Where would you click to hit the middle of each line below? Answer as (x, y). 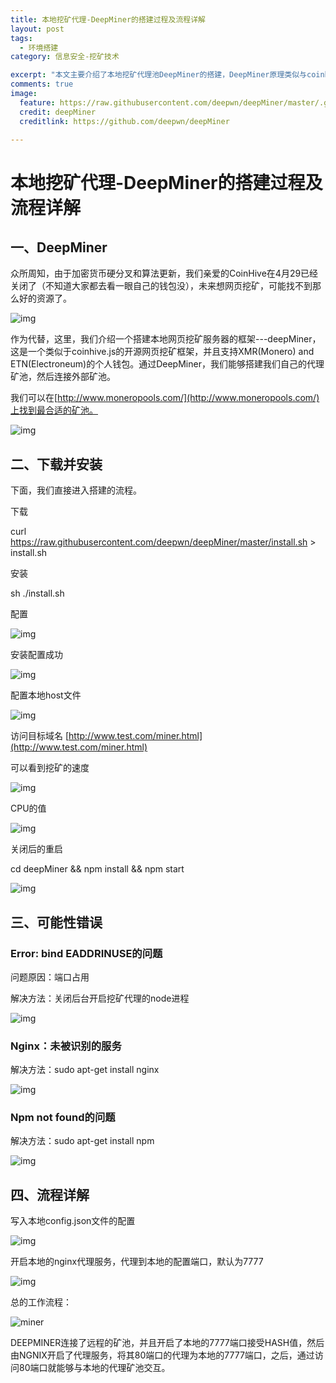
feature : (37, 102)
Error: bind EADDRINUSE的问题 (86, 953)
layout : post (37, 29)
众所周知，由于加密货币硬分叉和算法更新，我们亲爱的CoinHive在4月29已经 (164, 273)
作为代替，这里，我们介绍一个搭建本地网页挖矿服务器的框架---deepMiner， (166, 339)
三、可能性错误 (56, 922)
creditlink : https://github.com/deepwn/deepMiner (124, 121)
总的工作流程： (41, 1302)
